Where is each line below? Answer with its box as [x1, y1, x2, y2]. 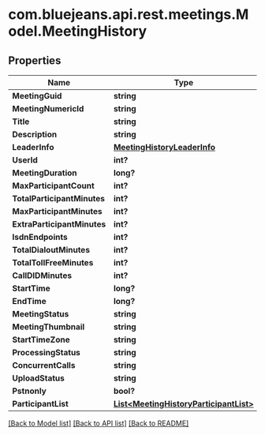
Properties [8, 54, 62, 67]
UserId [12, 155, 38, 165]
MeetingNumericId [12, 103, 84, 114]
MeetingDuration [12, 167, 77, 178]
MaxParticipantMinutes [12, 206, 103, 216]
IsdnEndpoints [12, 231, 69, 242]
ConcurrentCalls [12, 360, 76, 370]
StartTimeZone [12, 334, 70, 345]
